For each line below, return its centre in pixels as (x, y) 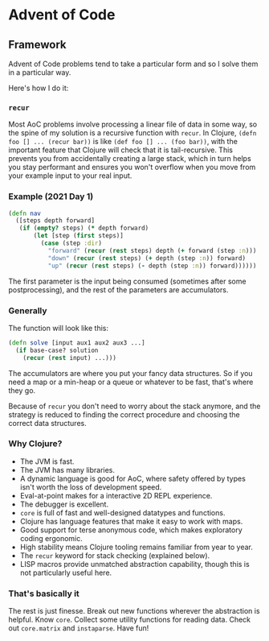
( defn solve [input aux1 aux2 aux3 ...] (77, 343)
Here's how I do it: (39, 88)
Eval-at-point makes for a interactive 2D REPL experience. (116, 495)
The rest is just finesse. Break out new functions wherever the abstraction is (134, 611)
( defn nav (25, 213)
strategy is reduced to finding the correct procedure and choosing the (124, 414)
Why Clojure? (35, 444)
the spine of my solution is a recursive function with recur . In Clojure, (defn (132, 133)
